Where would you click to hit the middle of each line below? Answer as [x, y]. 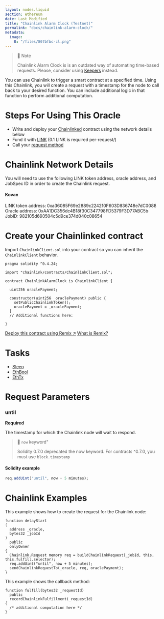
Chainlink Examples [46, 498]
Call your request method [38, 145]
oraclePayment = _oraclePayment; [48, 307]
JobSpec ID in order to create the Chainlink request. [58, 183]
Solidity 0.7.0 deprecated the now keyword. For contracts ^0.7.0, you [86, 452]
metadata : [15, 32]
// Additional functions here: [41, 315]
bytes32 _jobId [25, 534]
